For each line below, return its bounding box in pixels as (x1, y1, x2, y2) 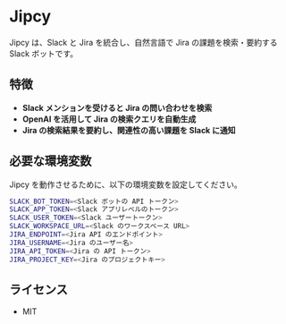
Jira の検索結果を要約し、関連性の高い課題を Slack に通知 (21, 124, 236, 135)
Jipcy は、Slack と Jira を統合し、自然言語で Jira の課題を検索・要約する (9, 37, 279, 47)
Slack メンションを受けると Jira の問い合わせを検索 (21, 102, 213, 113)
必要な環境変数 (9, 154, 92, 169)
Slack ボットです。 (9, 47, 79, 59)
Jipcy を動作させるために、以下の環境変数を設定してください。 (9, 179, 243, 190)
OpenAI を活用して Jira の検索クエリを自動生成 (21, 114, 197, 124)
